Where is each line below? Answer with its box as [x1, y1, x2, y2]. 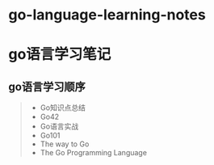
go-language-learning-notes [8, 6, 206, 24]
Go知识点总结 [40, 103, 86, 112]
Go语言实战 [40, 121, 79, 131]
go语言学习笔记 [8, 45, 111, 64]
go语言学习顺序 [8, 79, 86, 94]
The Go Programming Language [40, 148, 148, 158]
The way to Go [40, 139, 90, 149]
